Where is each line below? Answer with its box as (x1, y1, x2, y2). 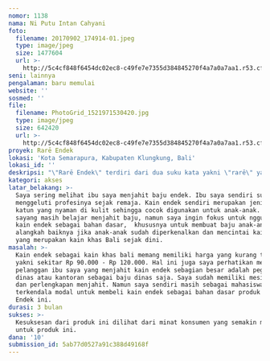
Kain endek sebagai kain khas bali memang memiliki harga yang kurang (15, 251, 257, 259)
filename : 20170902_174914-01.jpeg (15, 34, 135, 43)
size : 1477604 (15, 49, 63, 57)
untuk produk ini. (15, 326, 78, 334)
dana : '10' (8, 333, 45, 342)
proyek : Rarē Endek (8, 146, 74, 154)
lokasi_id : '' (8, 162, 56, 170)
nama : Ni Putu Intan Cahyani (8, 19, 106, 27)
